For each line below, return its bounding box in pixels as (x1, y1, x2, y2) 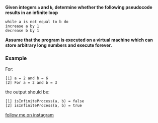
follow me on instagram (5, 112, 54, 118)
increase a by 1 (5, 24, 39, 29)
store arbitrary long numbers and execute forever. (5, 42, 112, 48)
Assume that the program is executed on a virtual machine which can (5, 37, 153, 43)
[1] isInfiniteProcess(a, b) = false (5, 99, 85, 104)
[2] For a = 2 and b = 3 (5, 80, 57, 85)
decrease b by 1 (5, 28, 39, 33)
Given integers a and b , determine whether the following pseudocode (5, 5, 152, 10)
